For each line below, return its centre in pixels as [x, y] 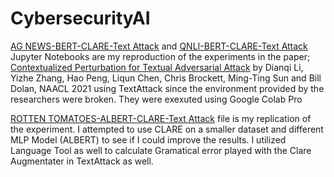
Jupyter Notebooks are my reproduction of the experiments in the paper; [160, 56]
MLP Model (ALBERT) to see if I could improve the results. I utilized [148, 139]
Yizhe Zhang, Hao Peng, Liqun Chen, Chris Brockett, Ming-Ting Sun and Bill [166, 78]
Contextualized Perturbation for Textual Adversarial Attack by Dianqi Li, [157, 67]
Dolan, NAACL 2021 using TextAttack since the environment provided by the [167, 88]
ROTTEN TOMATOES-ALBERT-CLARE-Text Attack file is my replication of [161, 118]
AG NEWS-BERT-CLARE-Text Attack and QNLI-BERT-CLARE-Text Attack [159, 46]
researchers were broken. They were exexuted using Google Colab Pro [156, 99]
